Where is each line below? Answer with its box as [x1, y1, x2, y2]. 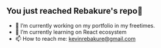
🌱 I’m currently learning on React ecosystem [15, 28, 127, 35]
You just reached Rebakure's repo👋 [6, 6, 143, 16]
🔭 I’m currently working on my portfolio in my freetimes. [15, 22, 156, 29]
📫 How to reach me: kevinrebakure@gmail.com [15, 35, 136, 42]
